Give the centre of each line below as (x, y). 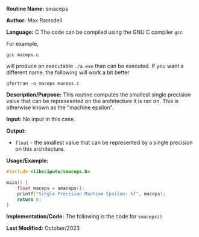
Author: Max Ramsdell (34, 20)
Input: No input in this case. (41, 119)
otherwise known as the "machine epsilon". (60, 107)
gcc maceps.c (23, 55)
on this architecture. (40, 149)
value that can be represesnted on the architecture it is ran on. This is (93, 101)
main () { (17, 182)
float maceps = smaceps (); (51, 188)
